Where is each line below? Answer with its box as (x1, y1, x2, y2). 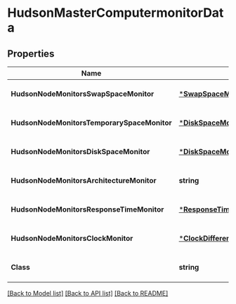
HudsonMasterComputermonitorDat (7, 5, 224, 21)
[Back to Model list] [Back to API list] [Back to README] (7, 289, 169, 297)
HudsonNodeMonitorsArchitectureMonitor (11, 176, 157, 185)
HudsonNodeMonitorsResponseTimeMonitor (11, 205, 164, 214)
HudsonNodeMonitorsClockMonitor (11, 233, 133, 243)
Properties (7, 48, 55, 60)
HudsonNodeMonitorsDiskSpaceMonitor (11, 147, 150, 156)
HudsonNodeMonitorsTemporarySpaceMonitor (11, 118, 172, 127)
